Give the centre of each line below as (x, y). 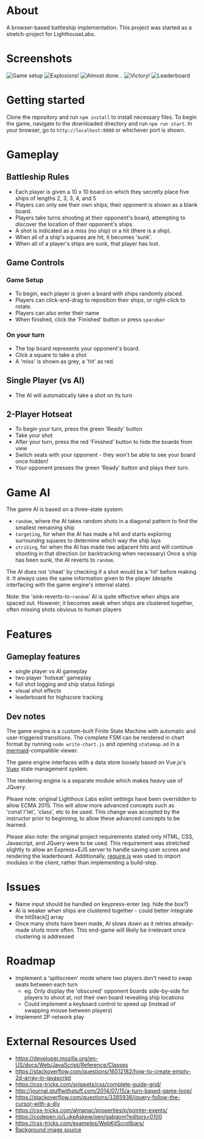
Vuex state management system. (47, 769)
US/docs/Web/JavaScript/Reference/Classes (72, 1065)
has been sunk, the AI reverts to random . (65, 560)
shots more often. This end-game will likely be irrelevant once (108, 930)
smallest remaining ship (45, 527)
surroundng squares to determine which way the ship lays (88, 541)
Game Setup (25, 280)
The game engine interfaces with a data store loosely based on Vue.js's (96, 762)
